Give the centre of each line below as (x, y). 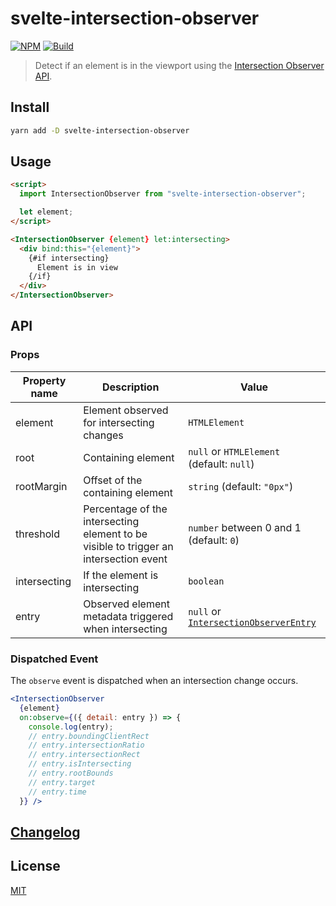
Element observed (126, 410)
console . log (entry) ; (71, 727)
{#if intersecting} (69, 258)
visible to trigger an (128, 546)
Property (44, 380)
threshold (37, 534)
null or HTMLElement (234, 451)
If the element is (121, 575)
